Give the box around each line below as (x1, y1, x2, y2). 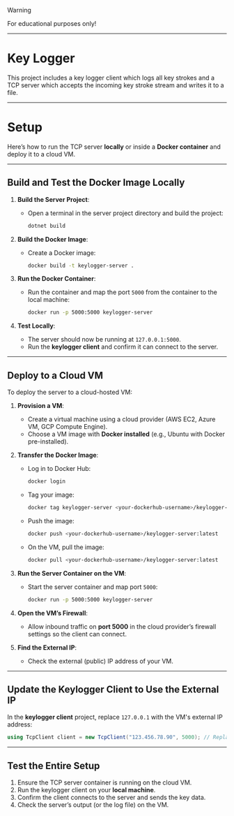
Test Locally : (17, 321, 56, 330)
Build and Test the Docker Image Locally (7, 177, 185, 189)
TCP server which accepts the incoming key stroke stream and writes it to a (7, 80, 224, 89)
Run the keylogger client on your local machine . (17, 786, 156, 794)
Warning (7, 6, 31, 14)
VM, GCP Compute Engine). (27, 423, 108, 431)
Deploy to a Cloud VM (7, 370, 103, 381)
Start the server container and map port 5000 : (27, 583, 158, 591)
